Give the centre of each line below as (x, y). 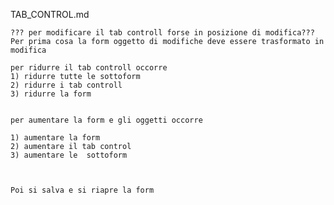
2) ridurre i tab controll (66, 85)
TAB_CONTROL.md (50, 14)
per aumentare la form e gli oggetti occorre (106, 120)
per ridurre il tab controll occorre (89, 68)
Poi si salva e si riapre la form (82, 190)
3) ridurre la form (51, 94)
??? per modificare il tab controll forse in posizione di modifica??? (162, 33)
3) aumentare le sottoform (69, 155)
